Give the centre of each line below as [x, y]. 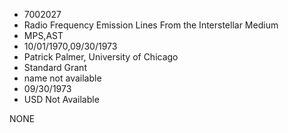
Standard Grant [55, 67]
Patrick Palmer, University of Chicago [101, 57]
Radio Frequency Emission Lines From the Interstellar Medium [151, 25]
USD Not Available [61, 99]
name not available [62, 78]
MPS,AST [43, 35]
